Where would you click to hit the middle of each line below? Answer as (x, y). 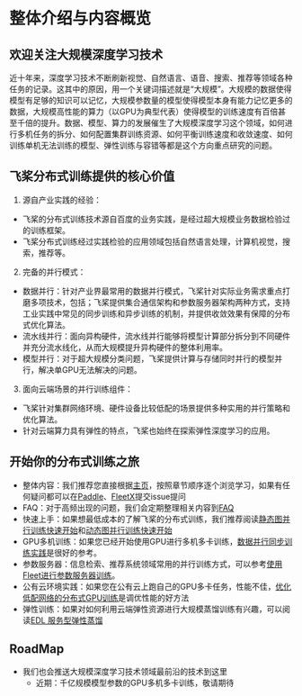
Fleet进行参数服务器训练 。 (71, 575)
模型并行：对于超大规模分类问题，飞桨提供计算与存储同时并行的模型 (148, 358)
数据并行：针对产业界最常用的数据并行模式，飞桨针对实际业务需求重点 (152, 291)
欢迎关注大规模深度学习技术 (86, 54)
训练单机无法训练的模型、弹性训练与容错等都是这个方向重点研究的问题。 (143, 145)
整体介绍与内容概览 (80, 18)
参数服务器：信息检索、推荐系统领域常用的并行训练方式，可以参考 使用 (152, 564)
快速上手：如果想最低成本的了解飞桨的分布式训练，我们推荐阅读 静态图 (152, 519)
